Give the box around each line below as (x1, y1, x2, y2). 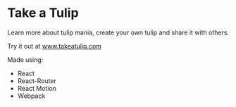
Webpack (17, 92, 46, 100)
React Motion (17, 84, 56, 92)
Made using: (7, 55, 44, 64)
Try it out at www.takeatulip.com (7, 42, 102, 50)
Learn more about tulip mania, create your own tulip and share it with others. (7, 28, 230, 37)
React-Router (17, 76, 56, 85)
